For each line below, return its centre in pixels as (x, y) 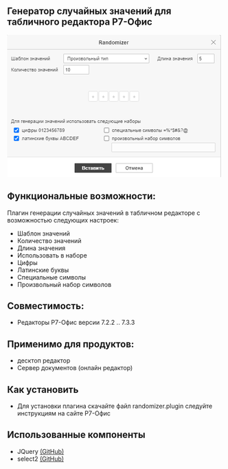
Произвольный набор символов (64, 284)
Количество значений (49, 240)
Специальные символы (52, 277)
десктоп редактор (44, 361)
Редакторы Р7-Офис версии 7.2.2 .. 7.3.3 (76, 323)
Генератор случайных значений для (89, 11)
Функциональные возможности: (81, 196)
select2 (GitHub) (40, 459)
